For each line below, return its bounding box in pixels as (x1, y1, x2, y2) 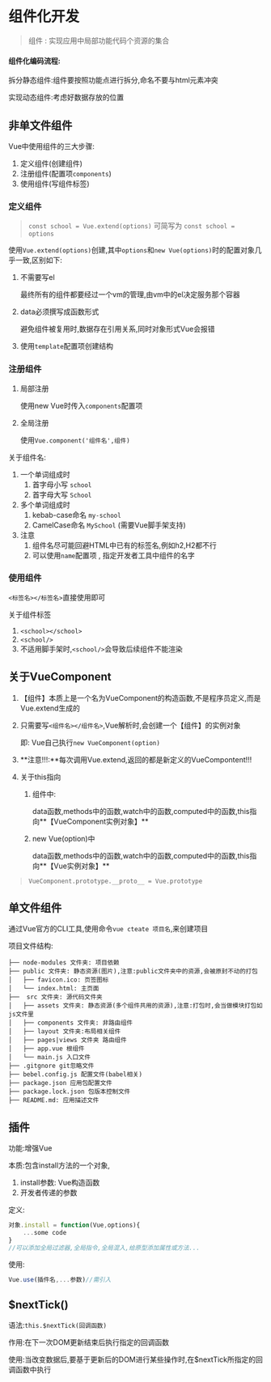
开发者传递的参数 (19, 1188, 78, 1198)
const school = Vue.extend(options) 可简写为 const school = (28, 221, 235, 231)
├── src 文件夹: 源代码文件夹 (8, 993, 103, 1002)
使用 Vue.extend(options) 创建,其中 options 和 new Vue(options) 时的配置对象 (8, 245, 255, 255)
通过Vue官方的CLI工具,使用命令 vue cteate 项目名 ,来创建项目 (8, 924, 209, 934)
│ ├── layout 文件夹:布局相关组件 (8, 1028, 121, 1036)
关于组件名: (8, 452, 47, 462)
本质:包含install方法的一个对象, (8, 1160, 111, 1170)
